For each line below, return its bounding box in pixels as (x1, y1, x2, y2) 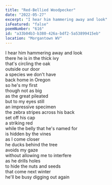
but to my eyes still (5, 98, 45, 104)
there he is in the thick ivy (5, 55, 59, 61)
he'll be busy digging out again (5, 174, 70, 180)
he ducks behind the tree (5, 141, 58, 147)
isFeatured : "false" (5, 21, 49, 27)
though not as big (5, 87, 42, 94)
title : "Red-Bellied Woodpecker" (5, 7, 76, 13)
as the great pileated (5, 92, 49, 99)
